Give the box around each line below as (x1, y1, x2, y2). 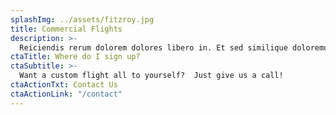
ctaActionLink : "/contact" (10, 89, 123, 99)
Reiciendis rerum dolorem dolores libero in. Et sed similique (19, 42, 288, 53)
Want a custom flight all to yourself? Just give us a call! (19, 71, 284, 81)
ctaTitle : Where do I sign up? (10, 52, 141, 62)
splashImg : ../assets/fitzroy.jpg (10, 14, 155, 25)
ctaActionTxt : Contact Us (10, 80, 118, 90)
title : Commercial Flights (10, 24, 123, 34)
